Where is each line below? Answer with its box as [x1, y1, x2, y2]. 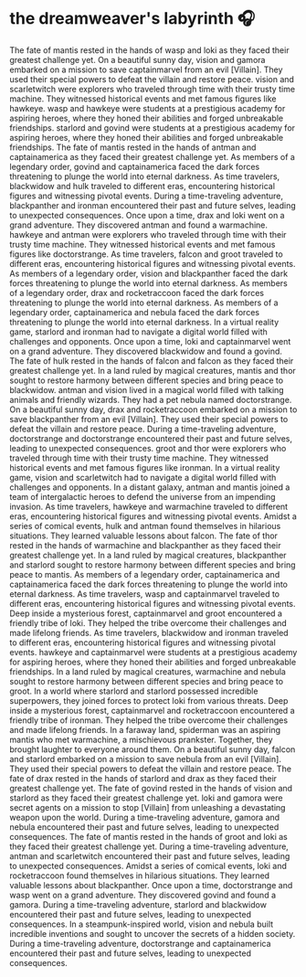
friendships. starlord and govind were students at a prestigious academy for [9, 122, 295, 133]
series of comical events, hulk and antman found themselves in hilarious [9, 520, 281, 531]
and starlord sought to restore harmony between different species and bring [9, 559, 296, 570]
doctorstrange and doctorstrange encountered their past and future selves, [9, 432, 292, 444]
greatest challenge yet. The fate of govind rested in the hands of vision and [9, 782, 293, 793]
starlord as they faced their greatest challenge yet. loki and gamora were [9, 792, 283, 803]
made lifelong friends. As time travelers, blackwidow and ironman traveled [9, 627, 290, 638]
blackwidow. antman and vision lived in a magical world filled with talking [9, 384, 285, 395]
